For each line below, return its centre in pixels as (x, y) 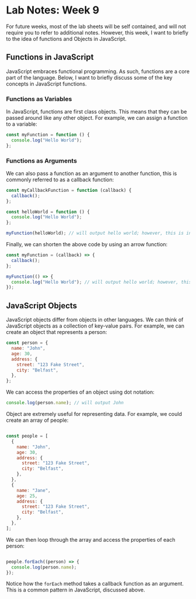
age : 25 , (27, 496)
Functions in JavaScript (50, 57)
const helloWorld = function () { (48, 212)
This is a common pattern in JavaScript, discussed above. (76, 590)
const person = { (27, 343)
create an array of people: (37, 420)
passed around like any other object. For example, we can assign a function (97, 118)
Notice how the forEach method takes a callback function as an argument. (95, 584)
